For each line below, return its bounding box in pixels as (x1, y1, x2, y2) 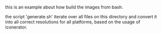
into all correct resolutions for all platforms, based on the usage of (5, 19, 141, 25)
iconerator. (5, 24, 27, 30)
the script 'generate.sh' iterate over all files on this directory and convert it (5, 14, 158, 19)
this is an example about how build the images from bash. (5, 4, 123, 10)
